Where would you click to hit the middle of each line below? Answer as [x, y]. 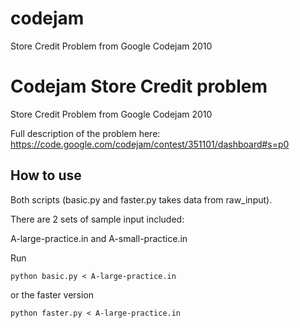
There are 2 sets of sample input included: [97, 219]
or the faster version [52, 294]
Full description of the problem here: [85, 133]
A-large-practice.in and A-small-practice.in [99, 238]
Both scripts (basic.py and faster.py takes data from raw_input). [141, 199]
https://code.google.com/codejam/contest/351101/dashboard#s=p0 [150, 144]
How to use [46, 175]
